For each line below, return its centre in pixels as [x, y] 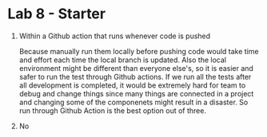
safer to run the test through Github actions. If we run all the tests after [135, 76]
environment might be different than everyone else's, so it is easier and [136, 68]
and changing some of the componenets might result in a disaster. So [133, 102]
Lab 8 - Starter [56, 14]
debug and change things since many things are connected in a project [136, 93]
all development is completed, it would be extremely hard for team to [132, 85]
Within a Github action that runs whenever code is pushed [115, 36]
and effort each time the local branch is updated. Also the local [123, 60]
